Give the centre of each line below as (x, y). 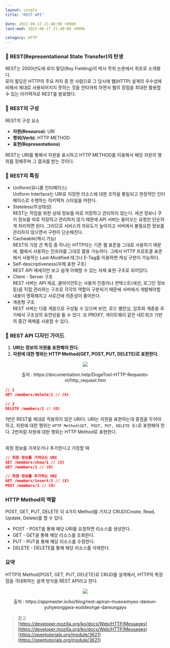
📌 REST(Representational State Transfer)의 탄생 (64, 56)
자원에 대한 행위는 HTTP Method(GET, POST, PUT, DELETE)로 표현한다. (86, 354)
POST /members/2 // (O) (30, 486)
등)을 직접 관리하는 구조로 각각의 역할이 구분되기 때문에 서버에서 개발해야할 (87, 289)
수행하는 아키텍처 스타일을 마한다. (64, 200)
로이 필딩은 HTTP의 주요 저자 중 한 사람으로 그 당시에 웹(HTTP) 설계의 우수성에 (83, 81)
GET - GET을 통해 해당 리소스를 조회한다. (54, 535)
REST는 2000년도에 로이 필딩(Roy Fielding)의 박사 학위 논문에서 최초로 (76, 69)
